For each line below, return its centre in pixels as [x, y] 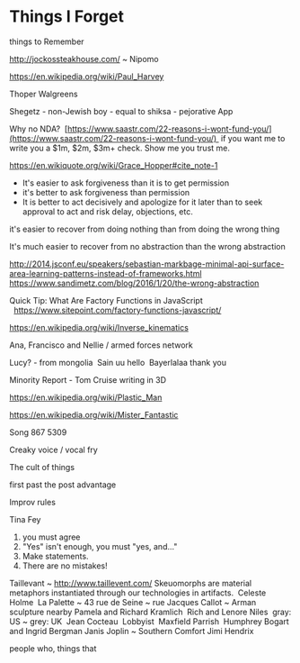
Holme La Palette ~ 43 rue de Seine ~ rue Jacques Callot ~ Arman [133, 602]
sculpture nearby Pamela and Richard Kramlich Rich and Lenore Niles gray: [150, 612]
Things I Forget [66, 17]
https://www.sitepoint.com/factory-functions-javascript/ [117, 310]
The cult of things [42, 467]
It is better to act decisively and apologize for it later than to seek [142, 202]
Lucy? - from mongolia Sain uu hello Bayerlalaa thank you [118, 362]
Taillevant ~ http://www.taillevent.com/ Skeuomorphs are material [131, 583]
